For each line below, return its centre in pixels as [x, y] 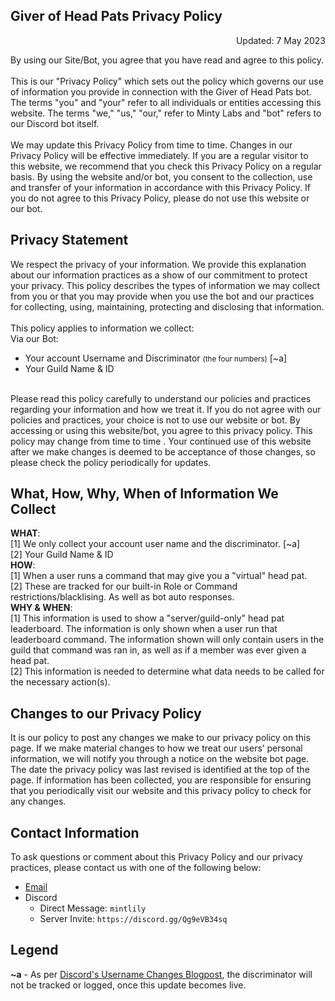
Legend [34, 950]
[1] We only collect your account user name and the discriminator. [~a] [155, 544]
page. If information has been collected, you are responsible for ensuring [161, 780]
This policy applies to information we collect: [102, 328]
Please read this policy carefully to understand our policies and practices [161, 398]
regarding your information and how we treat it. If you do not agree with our [166, 409]
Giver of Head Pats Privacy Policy [116, 16]
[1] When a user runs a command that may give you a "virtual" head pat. [159, 576]
